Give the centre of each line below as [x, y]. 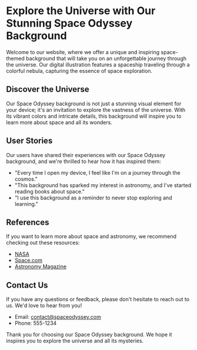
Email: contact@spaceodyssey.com [58, 317]
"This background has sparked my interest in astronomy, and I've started [103, 185]
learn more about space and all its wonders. [59, 122]
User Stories [29, 141]
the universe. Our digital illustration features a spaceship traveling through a [98, 64]
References [28, 222]
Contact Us [27, 285]
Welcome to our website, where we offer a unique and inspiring [83, 52]
